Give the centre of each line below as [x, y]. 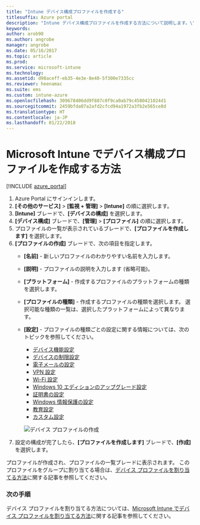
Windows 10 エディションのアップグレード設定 [90, 387]
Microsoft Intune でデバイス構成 [86, 155]
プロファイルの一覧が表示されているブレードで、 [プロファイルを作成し [102, 228]
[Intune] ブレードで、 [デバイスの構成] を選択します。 [80, 213]
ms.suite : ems [24, 90]
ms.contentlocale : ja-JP [37, 117]
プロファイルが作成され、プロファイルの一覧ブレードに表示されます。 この [98, 463]
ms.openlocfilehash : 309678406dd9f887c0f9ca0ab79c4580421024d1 [86, 100]
